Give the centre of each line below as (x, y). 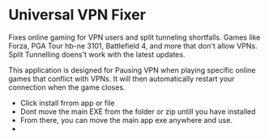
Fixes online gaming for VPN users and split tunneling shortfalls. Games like (134, 37)
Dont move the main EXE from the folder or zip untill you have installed (138, 112)
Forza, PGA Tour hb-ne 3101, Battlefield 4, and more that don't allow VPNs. (133, 45)
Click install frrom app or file (67, 103)
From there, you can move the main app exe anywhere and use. (126, 120)
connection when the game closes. (67, 87)
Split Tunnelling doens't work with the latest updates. (97, 54)
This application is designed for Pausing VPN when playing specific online (132, 69)
